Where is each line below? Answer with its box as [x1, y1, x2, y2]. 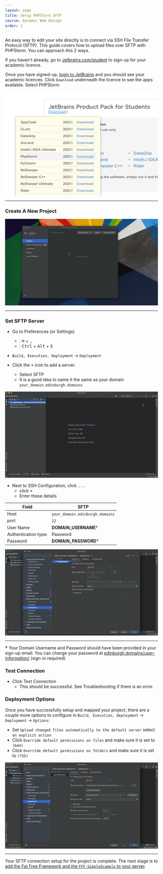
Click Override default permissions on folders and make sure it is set [12, 747, 154, 753]
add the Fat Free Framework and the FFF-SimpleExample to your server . [5, 863, 146, 869]
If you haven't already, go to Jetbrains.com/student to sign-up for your [5, 57, 147, 63]
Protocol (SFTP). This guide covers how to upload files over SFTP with [5, 42, 146, 48]
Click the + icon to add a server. [12, 362, 76, 368]
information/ [5, 655, 30, 661]
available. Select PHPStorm [5, 82, 60, 88]
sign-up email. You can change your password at [5, 650, 103, 656]
